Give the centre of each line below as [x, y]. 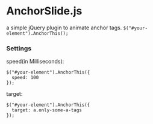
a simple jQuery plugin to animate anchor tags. [64, 28]
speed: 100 [25, 78]
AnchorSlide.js [44, 11]
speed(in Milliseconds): [35, 62]
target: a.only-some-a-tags [47, 110]
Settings [19, 48]
